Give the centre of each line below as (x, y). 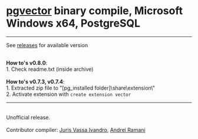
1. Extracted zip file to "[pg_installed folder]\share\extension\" (80, 88)
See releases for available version (47, 45)
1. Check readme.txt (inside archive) (50, 69)
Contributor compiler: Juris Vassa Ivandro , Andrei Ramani (76, 130)
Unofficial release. (28, 117)
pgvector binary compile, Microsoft (95, 11)
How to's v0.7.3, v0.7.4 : (35, 81)
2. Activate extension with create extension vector (69, 94)
